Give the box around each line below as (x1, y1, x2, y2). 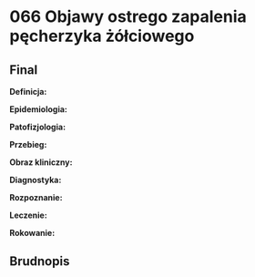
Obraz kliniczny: (9, 157, 73, 168)
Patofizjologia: (9, 121, 66, 132)
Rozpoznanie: (9, 192, 63, 202)
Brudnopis (9, 253, 70, 270)
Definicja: (9, 87, 47, 97)
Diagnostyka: (9, 175, 62, 185)
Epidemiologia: (9, 104, 68, 115)
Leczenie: (9, 210, 47, 221)
